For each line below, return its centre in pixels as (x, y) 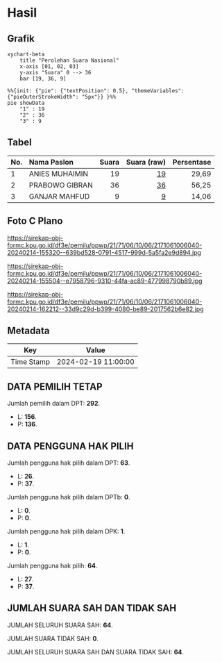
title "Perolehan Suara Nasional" (69, 60)
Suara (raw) (146, 162)
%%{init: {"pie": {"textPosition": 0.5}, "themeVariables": (96, 91)
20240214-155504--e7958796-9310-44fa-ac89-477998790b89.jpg (105, 281)
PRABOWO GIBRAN (61, 185)
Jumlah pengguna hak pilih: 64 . (52, 566)
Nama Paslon (51, 162)
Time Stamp (31, 362)
